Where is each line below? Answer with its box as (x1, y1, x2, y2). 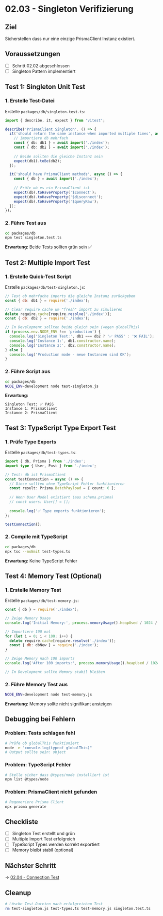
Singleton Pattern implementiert (12, 68, 76, 74)
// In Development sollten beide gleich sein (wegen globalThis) (5, 325, 140, 330)
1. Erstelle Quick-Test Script (5, 273, 71, 280)
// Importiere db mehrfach (14, 136, 68, 141)
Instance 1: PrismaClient (5, 406, 57, 411)
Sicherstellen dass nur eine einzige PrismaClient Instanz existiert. (5, 36, 136, 41)
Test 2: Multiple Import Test (5, 259, 91, 267)
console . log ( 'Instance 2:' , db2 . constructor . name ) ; (9, 343, 116, 348)
